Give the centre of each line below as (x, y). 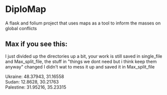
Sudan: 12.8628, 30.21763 (32, 81)
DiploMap (26, 9)
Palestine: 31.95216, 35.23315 (36, 87)
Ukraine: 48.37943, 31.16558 (35, 76)
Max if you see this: (36, 44)
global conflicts (21, 28)
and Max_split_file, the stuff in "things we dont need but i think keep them (81, 61)
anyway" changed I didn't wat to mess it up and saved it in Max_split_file (80, 66)
